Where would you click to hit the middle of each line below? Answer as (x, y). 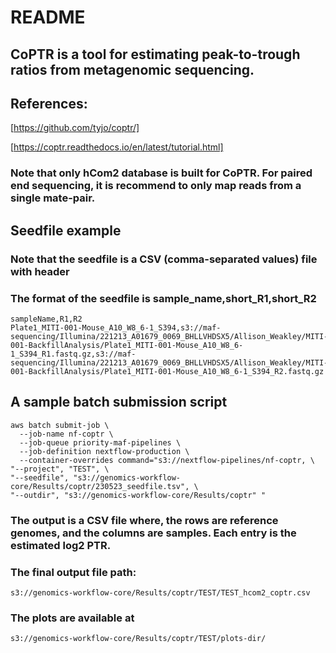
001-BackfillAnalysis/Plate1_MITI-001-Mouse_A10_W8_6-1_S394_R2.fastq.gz (167, 371)
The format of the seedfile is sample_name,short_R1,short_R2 (163, 298)
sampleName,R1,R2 (46, 319)
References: (49, 103)
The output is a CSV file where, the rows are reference (144, 520)
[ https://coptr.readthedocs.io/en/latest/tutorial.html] (117, 147)
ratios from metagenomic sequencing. (132, 69)
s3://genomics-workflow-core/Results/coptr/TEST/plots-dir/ (138, 639)
